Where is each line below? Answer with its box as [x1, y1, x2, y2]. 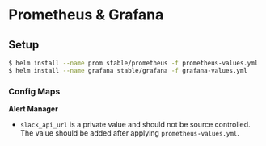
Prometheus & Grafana [8, 6, 164, 24]
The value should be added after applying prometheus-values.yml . [19, 128, 240, 138]
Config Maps [8, 86, 61, 97]
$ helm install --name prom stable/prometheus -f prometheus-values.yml [8, 59, 259, 67]
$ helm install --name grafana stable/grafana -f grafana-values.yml [8, 66, 248, 74]
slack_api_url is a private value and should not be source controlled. [19, 119, 251, 130]
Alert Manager [8, 104, 58, 114]
